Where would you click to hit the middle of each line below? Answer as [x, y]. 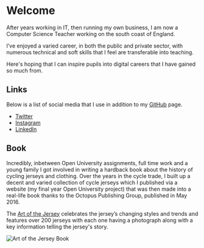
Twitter [24, 116]
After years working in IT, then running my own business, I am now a [92, 27]
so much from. [25, 70]
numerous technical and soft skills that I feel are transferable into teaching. [100, 52]
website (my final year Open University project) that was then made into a [99, 189]
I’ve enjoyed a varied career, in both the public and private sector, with [95, 46]
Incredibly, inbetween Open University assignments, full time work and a [97, 163]
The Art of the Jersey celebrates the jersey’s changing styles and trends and [102, 213]
